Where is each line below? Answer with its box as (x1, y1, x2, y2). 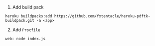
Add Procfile (12, 27, 40, 33)
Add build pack (12, 4, 44, 10)
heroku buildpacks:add (5, 14, 52, 19)
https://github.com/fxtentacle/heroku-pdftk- (54, 14, 151, 19)
